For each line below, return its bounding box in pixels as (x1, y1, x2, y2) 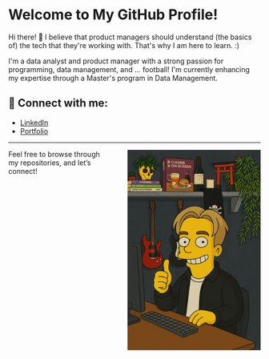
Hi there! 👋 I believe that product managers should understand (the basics (8, 32, 252, 42)
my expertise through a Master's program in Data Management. (8, 73, 219, 83)
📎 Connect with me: (8, 96, 108, 110)
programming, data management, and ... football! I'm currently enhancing (8, 64, 251, 74)
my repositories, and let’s (8, 158, 91, 167)
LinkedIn (19, 118, 49, 127)
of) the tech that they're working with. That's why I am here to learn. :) (8, 40, 240, 50)
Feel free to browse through (8, 149, 100, 159)
